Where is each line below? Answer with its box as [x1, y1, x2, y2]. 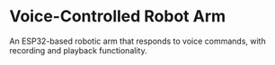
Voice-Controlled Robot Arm [9, 6, 226, 27]
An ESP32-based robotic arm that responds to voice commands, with [9, 36, 267, 46]
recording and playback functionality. [9, 45, 147, 55]
